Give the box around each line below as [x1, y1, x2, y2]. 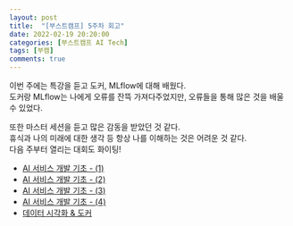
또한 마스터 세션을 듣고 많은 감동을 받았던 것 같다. [9, 121, 181, 132]
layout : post [9, 13, 58, 22]
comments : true [9, 54, 66, 63]
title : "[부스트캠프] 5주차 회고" [9, 21, 125, 30]
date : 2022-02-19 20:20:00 [9, 29, 110, 38]
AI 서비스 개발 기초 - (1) [21, 163, 105, 173]
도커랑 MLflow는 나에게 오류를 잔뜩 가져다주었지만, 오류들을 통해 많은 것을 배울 [9, 91, 284, 102]
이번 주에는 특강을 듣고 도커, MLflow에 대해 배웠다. [9, 80, 187, 90]
